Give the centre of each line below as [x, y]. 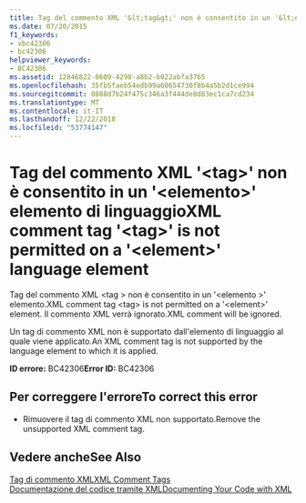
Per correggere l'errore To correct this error [133, 397]
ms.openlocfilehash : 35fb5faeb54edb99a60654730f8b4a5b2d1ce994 [132, 86]
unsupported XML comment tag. [84, 428]
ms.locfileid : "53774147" [58, 128]
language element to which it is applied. [84, 350]
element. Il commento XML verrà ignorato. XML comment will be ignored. [146, 314]
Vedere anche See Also [76, 457]
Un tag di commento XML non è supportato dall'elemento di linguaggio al [147, 331]
